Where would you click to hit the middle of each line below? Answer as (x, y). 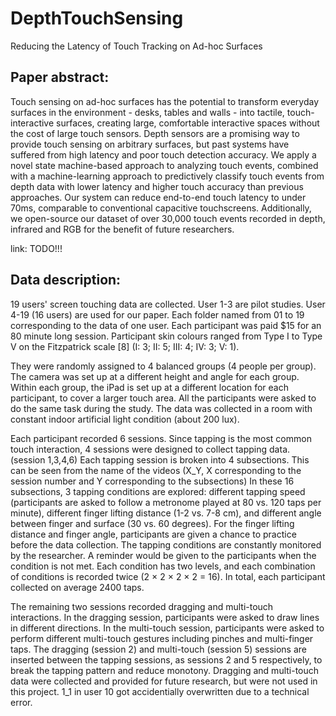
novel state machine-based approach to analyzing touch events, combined (164, 165)
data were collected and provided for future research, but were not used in (164, 681)
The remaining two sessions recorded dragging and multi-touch (142, 606)
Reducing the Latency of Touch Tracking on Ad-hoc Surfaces (136, 46)
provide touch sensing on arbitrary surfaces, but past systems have (150, 144)
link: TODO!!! (36, 248)
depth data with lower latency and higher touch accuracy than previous (157, 186)
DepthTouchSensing (97, 18)
